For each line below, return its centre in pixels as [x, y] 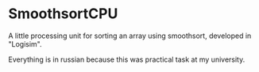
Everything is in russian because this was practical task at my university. [127, 59]
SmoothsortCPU [63, 14]
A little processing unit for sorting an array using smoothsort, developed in [130, 36]
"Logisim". [25, 44]
